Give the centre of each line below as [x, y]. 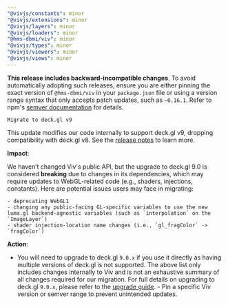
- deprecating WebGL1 [38, 201]
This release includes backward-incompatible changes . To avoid [102, 78]
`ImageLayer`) [28, 219]
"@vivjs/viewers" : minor [43, 52]
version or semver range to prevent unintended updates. [97, 294]
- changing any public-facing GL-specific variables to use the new [107, 207]
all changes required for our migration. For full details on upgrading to [116, 279]
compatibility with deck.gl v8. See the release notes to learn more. [101, 140]
